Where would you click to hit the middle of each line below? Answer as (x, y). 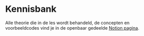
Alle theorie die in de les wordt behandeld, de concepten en (67, 23)
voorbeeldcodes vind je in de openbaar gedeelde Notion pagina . (72, 28)
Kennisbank (31, 9)
